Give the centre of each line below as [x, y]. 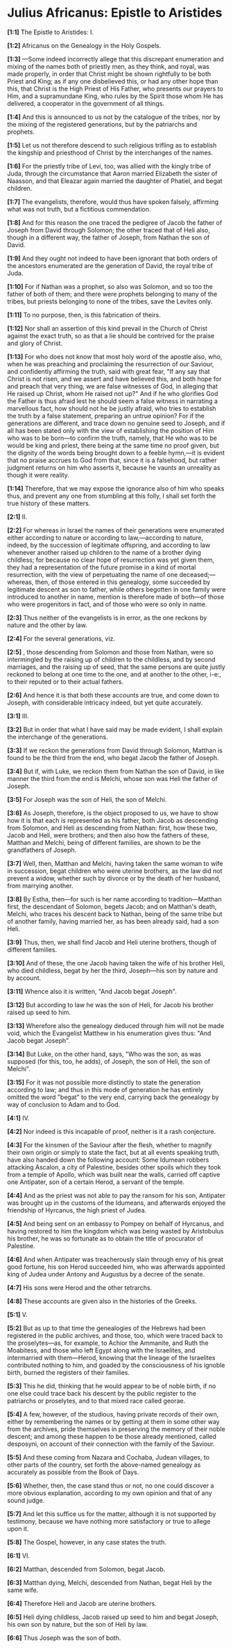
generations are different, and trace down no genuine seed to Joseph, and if [116, 423]
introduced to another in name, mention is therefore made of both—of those [115, 597]
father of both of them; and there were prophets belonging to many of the [112, 294]
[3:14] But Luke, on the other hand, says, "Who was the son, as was [104, 1054]
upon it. [18, 1529]
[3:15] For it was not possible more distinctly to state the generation [104, 1082]
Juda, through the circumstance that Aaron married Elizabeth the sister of [112, 173]
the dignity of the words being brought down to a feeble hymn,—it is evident [116, 452]
